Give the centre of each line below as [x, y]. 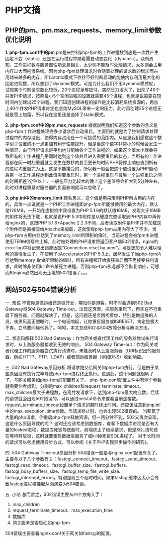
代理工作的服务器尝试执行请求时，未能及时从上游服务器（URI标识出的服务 [85, 350]
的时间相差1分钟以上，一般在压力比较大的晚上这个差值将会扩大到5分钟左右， [83, 181]
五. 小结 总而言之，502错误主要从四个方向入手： [55, 494]
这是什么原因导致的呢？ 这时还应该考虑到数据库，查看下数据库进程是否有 [80, 423]
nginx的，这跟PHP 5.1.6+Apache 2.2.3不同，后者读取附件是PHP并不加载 [83, 223]
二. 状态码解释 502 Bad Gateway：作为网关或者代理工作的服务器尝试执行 [80, 338]
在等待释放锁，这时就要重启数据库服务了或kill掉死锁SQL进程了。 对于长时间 [83, 435]
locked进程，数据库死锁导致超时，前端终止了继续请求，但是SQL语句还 [86, 430]
